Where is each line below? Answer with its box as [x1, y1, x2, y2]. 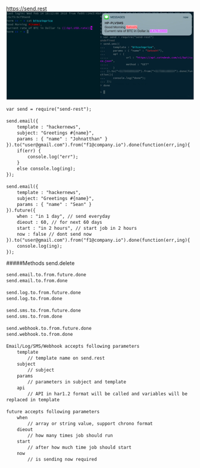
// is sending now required [27, 457, 97, 463]
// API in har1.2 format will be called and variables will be [27, 391, 187, 397]
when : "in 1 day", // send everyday [17, 214, 111, 220]
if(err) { [17, 148, 42, 154]
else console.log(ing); [17, 166, 76, 172]
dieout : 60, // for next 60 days [17, 220, 102, 226]
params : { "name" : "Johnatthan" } [17, 136, 108, 142]
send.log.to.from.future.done [6, 290, 82, 296]
